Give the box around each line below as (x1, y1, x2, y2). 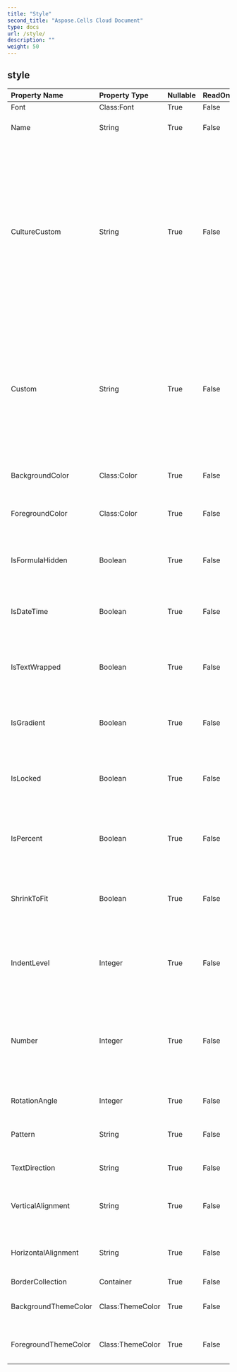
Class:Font (99, 102, 134, 112)
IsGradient (11, 718, 46, 728)
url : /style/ (7, 30, 46, 37)
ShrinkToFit (11, 893, 49, 903)
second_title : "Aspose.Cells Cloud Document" (7, 17, 143, 24)
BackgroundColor (11, 471, 69, 480)
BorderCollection (11, 1277, 67, 1287)
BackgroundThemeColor (11, 1301, 93, 1311)
